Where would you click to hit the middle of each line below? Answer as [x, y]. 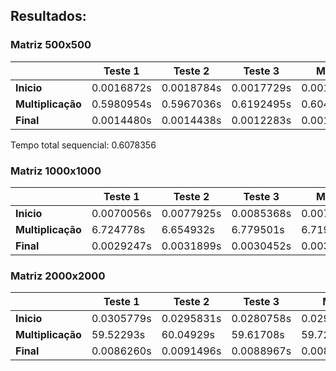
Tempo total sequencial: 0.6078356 [83, 145]
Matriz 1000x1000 [56, 171]
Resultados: [48, 16]
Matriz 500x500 [51, 45]
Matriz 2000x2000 [58, 276]
